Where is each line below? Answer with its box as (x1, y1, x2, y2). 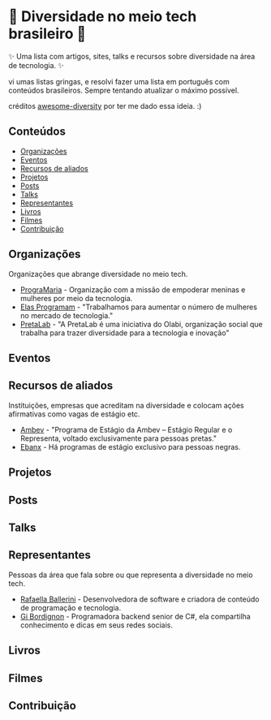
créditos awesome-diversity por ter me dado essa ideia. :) (8, 101, 202, 110)
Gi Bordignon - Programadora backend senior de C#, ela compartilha (19, 611, 252, 621)
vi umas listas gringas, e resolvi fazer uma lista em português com (8, 76, 230, 86)
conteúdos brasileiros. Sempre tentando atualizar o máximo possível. (8, 85, 239, 95)
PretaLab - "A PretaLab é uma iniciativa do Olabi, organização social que (19, 319, 264, 329)
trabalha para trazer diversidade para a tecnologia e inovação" (19, 328, 230, 338)
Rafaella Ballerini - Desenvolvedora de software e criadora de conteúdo (19, 594, 260, 604)
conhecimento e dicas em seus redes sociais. (19, 620, 173, 630)
